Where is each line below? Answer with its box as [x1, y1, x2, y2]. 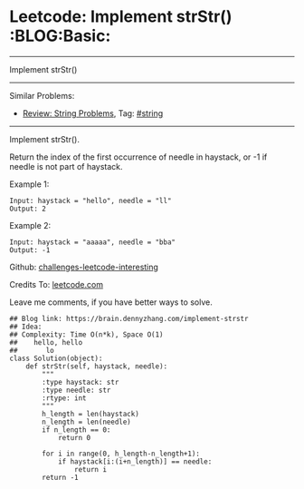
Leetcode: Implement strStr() [9, 6, 233, 27]
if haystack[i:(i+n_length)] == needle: [57, 456, 213, 466]
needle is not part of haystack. [9, 161, 124, 171]
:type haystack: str [42, 377, 119, 386]
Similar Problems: [9, 90, 75, 101]
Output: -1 [9, 245, 51, 255]
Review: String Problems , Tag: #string [22, 107, 164, 119]
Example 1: [9, 179, 50, 190]
